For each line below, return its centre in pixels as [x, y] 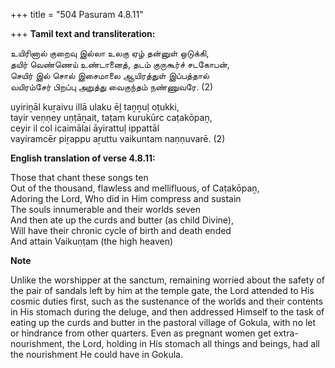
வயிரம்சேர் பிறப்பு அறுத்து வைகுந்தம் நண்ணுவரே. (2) [112, 87]
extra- [286, 333]
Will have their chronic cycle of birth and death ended [121, 230]
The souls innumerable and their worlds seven [105, 209]
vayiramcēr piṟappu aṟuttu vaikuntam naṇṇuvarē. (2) [118, 138]
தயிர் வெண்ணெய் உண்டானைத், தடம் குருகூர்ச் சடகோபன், [120, 64]
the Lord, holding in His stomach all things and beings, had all [193, 343]
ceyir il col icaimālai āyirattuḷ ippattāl [85, 128]
